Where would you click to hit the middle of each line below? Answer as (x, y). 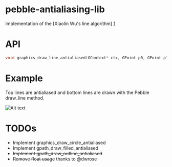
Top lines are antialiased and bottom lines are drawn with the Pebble (77, 92)
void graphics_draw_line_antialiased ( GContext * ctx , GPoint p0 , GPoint (83, 58)
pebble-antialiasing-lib (55, 9)
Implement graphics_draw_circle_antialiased (59, 142)
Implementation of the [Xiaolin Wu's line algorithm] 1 (60, 23)
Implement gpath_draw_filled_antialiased (56, 148)
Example (24, 78)
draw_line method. (25, 98)
